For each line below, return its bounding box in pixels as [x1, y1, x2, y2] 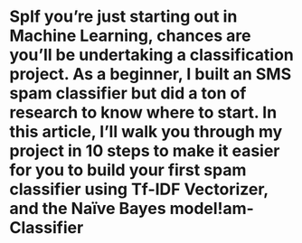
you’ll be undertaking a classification [9, 45, 294, 65]
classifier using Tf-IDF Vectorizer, [9, 179, 269, 200]
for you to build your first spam [9, 160, 247, 181]
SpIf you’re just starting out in [9, 6, 238, 27]
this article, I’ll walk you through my [9, 122, 283, 142]
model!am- [169, 199, 255, 219]
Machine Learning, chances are [9, 25, 251, 46]
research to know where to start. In [9, 102, 278, 123]
